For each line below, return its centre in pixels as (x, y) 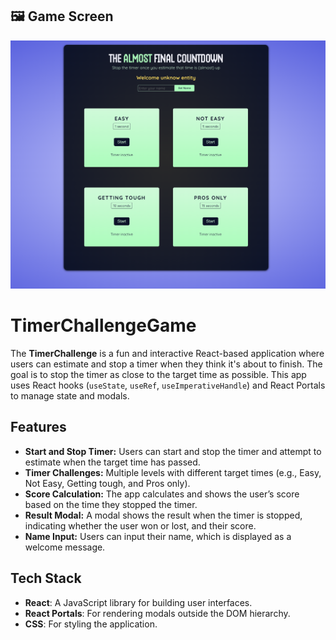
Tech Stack (46, 578)
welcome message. (65, 547)
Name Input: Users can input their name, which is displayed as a (158, 536)
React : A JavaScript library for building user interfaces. (138, 602)
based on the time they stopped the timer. (111, 504)
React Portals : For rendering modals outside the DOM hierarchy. (157, 613)
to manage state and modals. (70, 395)
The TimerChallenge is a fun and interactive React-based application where (167, 353)
